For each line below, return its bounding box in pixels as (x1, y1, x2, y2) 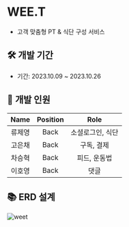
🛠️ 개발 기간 (7, 49, 53, 62)
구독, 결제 (80, 140, 109, 150)
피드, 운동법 (76, 153, 113, 163)
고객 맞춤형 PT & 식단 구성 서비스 (16, 27, 105, 36)
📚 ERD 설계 (7, 191, 56, 202)
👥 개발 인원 (7, 94, 51, 106)
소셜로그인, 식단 (70, 127, 119, 137)
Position (36, 114, 64, 124)
